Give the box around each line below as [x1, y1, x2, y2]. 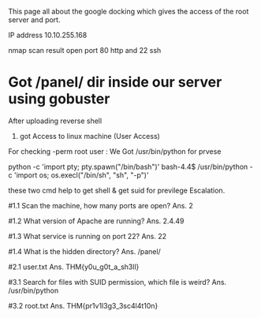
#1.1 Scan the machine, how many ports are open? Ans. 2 [8, 200, 193, 210]
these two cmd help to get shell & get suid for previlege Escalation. [8, 185, 226, 195]
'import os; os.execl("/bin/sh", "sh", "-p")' [13, 170, 149, 180]
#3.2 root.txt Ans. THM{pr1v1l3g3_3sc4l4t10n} [8, 301, 158, 310]
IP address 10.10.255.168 [8, 31, 88, 39]
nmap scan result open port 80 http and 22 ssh [8, 46, 162, 54]
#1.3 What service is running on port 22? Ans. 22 [8, 231, 167, 241]
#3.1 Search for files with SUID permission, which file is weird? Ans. [8, 277, 227, 286]
